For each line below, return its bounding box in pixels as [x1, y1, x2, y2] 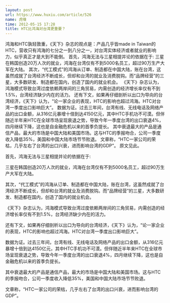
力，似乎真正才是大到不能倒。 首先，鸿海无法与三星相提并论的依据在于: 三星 [5, 54, 164, 60]
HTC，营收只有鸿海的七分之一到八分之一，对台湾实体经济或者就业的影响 [5, 47, 157, 53]
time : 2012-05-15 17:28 [5, 21, 56, 27]
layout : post [5, 7, 33, 13]
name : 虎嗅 [5, 17, 27, 22]
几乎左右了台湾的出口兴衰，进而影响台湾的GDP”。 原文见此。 [14, 143, 142, 149]
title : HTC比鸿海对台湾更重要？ [5, 26, 66, 32]
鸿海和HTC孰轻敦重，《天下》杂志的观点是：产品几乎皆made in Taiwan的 [5, 41, 156, 47]
